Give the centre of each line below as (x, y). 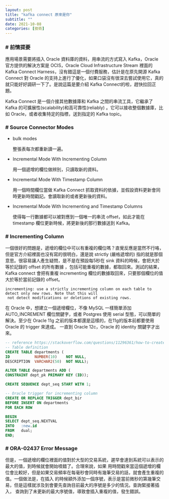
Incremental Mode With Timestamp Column (58, 179)
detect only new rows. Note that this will (52, 294)
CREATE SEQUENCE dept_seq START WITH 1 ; (48, 384)
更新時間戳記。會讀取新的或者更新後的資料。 (63, 196)
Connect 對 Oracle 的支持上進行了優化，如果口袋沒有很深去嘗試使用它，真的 (84, 78)
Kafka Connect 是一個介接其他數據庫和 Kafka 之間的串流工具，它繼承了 (79, 101)
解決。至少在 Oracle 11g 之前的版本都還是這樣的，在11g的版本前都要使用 (80, 320)
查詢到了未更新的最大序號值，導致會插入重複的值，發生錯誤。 (79, 491)
